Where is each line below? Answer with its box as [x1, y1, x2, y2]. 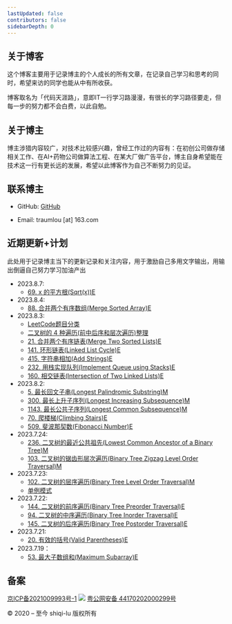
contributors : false [7, 17, 67, 24]
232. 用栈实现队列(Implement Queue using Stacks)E [27, 363, 176, 371]
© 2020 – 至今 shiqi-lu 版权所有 [7, 609, 97, 618]
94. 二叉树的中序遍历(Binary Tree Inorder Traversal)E [27, 511, 178, 519]
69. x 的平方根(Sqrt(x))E [27, 288, 96, 296]
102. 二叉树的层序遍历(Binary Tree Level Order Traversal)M [27, 477, 195, 486]
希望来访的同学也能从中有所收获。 [19, 79, 116, 87]
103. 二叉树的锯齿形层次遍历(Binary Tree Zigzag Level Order [27, 454, 199, 462]
